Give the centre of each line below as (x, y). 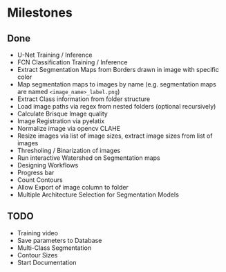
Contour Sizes (37, 255)
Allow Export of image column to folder (73, 187)
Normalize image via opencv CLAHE (69, 128)
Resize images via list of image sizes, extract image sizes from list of (115, 136)
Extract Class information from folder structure (84, 99)
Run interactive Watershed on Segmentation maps (88, 158)
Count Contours (40, 180)
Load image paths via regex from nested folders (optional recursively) (116, 106)
